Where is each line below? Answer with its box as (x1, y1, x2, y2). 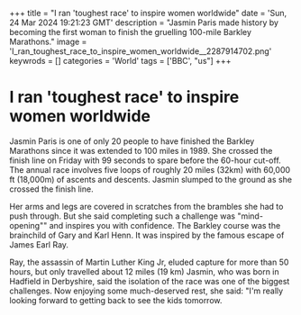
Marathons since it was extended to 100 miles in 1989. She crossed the (9, 145, 273, 156)
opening (9, 220, 41, 230)
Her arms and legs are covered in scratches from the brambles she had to (9, 201, 284, 211)
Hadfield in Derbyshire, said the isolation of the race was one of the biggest (9, 275, 290, 286)
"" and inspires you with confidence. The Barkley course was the (39, 220, 281, 230)
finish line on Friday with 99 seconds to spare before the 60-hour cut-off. (9, 155, 281, 166)
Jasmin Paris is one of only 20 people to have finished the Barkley (9, 135, 255, 147)
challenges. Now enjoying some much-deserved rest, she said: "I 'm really (9, 285, 284, 296)
